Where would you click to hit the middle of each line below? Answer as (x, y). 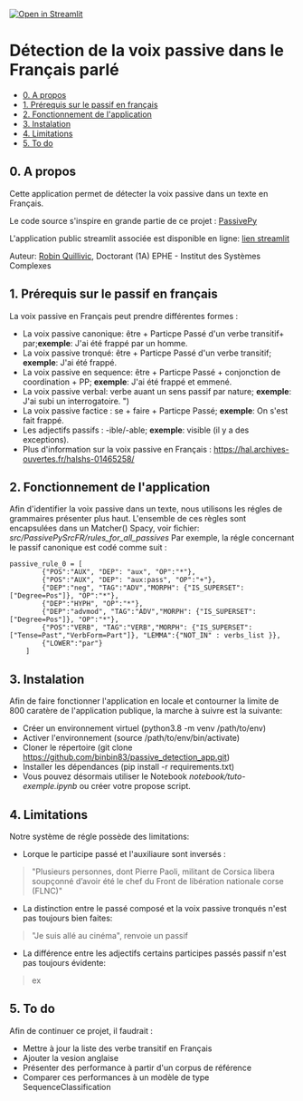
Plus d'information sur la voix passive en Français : (117, 449)
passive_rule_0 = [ (46, 564)
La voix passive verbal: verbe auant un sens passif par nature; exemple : (157, 391)
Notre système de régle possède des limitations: (99, 836)
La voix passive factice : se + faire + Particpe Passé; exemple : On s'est (155, 410)
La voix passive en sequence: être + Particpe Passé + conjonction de (151, 372)
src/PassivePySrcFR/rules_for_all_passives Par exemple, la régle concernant (152, 538)
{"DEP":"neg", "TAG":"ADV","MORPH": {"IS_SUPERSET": (143, 588)
